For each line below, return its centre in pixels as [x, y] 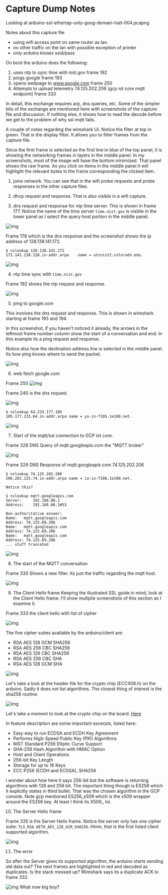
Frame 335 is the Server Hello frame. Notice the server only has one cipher [83, 821]
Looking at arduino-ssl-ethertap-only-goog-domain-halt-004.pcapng [78, 23]
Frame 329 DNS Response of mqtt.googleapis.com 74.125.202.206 [75, 465]
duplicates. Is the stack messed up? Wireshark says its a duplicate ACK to [82, 872]
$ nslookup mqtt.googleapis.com [39, 496]
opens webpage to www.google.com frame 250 [63, 83]
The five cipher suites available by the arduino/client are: [65, 633]
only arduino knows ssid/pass [44, 53]
